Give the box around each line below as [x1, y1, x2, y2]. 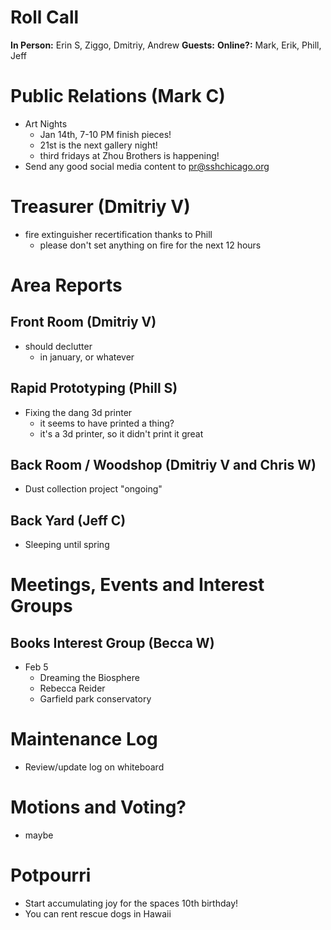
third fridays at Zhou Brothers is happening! [39, 149, 220, 161]
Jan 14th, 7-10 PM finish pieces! [39, 128, 172, 140]
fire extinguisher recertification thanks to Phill [24, 228, 213, 240]
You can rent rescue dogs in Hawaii [24, 908, 172, 920]
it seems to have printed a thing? [39, 417, 175, 429]
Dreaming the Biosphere [39, 672, 140, 684]
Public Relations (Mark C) [10, 85, 226, 108]
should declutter [24, 340, 93, 352]
